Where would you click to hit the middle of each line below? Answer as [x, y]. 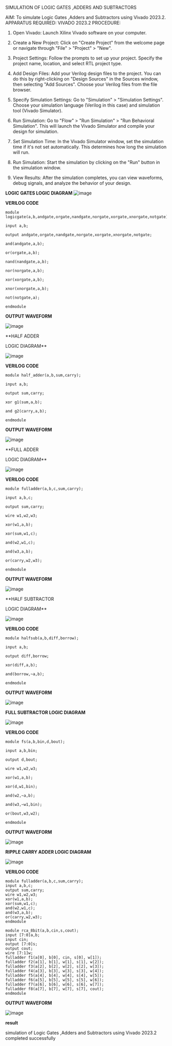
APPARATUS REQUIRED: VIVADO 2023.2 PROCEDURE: [63, 23]
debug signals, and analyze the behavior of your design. [72, 183]
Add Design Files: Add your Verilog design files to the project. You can [87, 73]
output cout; [19, 949]
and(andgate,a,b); [25, 244]
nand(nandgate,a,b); [27, 262]
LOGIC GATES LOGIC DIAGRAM [39, 193]
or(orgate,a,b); [23, 253]
